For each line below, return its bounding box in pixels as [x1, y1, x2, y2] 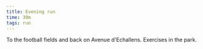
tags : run [6, 20, 32, 26]
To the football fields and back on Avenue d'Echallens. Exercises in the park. [6, 36, 197, 44]
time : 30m [6, 14, 32, 20]
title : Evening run [6, 8, 56, 15]
